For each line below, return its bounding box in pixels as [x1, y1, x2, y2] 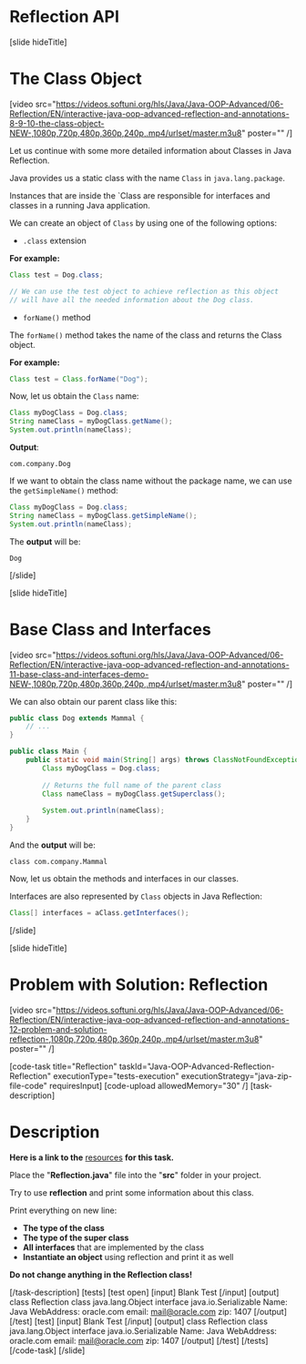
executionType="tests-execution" [53, 1070, 179, 1081]
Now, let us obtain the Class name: [9, 391, 139, 402]
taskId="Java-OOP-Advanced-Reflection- [118, 1061, 275, 1072]
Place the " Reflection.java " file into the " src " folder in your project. [9, 1169, 262, 1180]
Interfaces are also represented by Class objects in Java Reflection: [9, 891, 262, 901]
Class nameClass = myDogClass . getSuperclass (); [42, 789, 226, 799]
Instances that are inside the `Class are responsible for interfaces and [9, 189, 270, 201]
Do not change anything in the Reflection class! [9, 1268, 193, 1280]
